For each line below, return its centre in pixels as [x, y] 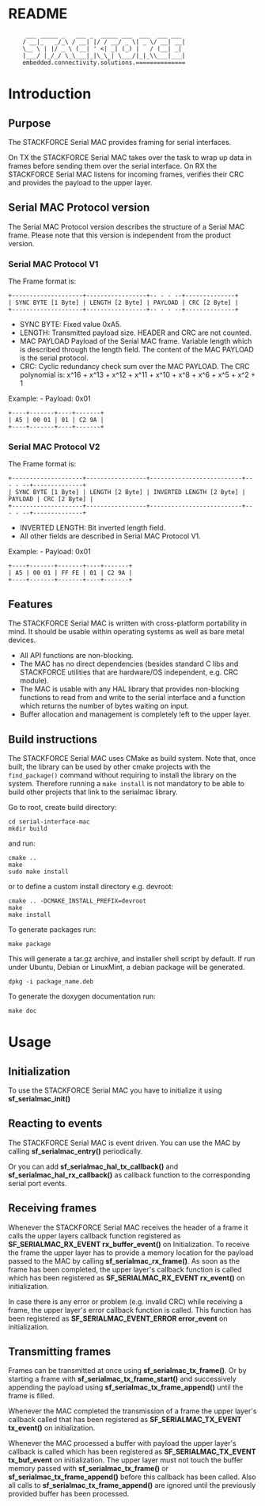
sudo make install [38, 872]
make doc [23, 1010]
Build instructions [53, 739]
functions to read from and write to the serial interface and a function [132, 698]
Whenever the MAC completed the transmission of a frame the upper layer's [132, 1411]
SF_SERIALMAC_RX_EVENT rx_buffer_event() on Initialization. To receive [129, 1244]
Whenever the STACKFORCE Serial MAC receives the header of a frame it [128, 1227]
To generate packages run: [52, 929]
